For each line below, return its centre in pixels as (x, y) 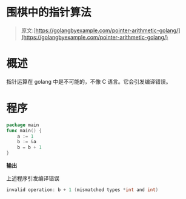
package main (23, 125)
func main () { (24, 130)
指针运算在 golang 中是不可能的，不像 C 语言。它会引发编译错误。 (89, 81)
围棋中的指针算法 (49, 12)
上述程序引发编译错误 (33, 178)
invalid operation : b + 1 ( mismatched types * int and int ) (82, 190)
